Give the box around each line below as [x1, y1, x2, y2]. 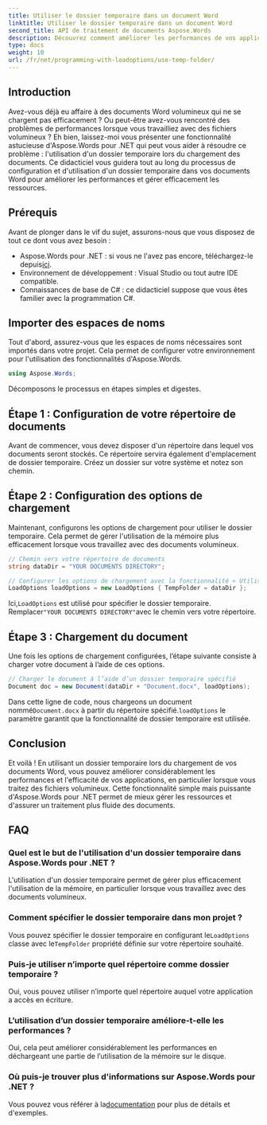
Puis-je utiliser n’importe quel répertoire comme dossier [8, 959, 230, 970]
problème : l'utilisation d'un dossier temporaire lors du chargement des [8, 149, 241, 158]
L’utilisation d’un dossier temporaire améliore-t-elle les [8, 1014, 224, 1025]
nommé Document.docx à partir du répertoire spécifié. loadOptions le [8, 705, 226, 715]
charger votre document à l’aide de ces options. [8, 660, 165, 670]
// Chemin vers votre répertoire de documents [8, 555, 165, 563]
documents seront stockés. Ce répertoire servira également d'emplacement [8, 449, 257, 459]
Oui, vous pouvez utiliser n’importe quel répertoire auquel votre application [8, 986, 253, 996]
